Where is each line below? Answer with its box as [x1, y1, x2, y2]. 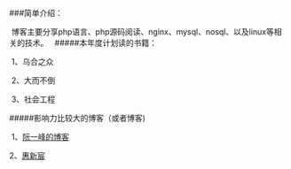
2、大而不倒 [11, 75, 56, 86]
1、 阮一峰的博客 [11, 132, 69, 142]
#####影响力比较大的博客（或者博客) [9, 113, 146, 123]
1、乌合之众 [11, 57, 54, 66]
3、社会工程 [11, 94, 56, 104]
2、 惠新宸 [9, 150, 46, 161]
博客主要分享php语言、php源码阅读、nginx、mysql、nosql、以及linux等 [11, 27, 275, 37]
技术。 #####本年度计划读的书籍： [24, 38, 158, 48]
